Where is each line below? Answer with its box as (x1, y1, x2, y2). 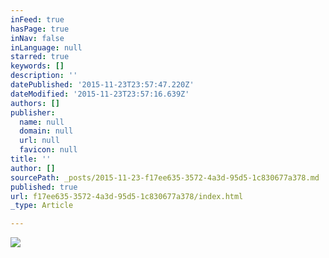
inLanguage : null (10, 42, 83, 53)
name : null (19, 117, 65, 127)
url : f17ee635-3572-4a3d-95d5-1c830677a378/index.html (10, 191, 244, 201)
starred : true (10, 52, 70, 62)
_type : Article (10, 201, 74, 211)
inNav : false (10, 33, 65, 43)
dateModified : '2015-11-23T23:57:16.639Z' (10, 89, 190, 99)
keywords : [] (10, 61, 65, 71)
